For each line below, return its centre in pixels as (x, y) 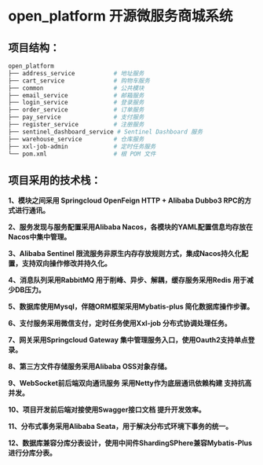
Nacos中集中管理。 (40, 237)
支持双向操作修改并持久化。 (66, 263)
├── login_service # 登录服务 (76, 103)
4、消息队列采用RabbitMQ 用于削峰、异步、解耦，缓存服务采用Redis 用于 (128, 280)
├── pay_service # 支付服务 (76, 117)
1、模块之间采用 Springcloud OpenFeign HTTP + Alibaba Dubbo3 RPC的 (126, 200)
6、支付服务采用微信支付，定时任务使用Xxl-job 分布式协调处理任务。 (120, 324)
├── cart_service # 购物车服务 (79, 81)
